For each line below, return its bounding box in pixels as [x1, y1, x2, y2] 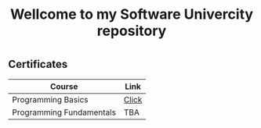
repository [96, 22, 167, 40]
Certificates [8, 58, 68, 71]
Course [49, 80, 78, 91]
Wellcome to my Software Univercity [10, 5, 253, 23]
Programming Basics [12, 94, 89, 105]
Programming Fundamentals [12, 107, 116, 118]
